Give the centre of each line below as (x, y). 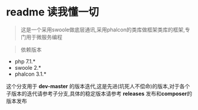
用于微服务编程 (44, 37)
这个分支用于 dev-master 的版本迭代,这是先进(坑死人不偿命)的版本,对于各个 (98, 86)
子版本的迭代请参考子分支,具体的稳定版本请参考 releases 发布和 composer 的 (99, 93)
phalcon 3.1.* (30, 74)
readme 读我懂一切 (53, 12)
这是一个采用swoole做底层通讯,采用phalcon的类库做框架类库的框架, (103, 30)
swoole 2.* (28, 67)
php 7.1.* (25, 61)
